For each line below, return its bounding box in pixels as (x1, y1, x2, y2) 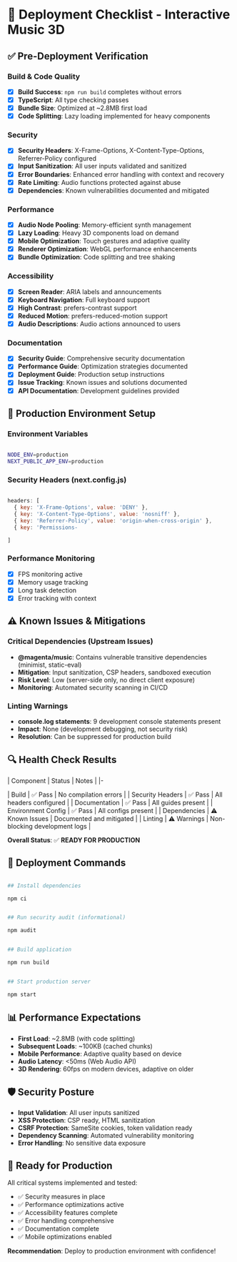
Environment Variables (7, 428, 89, 438)
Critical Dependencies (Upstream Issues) (7, 637, 153, 647)
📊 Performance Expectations (7, 1011, 141, 1024)
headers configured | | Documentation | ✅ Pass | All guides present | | (7, 798, 213, 807)
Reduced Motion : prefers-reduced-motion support (17, 311, 168, 320)
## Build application (7, 946, 72, 954)
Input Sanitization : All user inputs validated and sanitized (17, 162, 187, 171)
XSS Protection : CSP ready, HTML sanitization (17, 1116, 156, 1125)
